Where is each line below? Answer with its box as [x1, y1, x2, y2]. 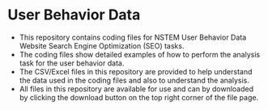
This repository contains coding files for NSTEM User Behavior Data [19, 32, 247, 42]
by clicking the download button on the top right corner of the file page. [19, 92, 259, 102]
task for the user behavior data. [19, 58, 125, 68]
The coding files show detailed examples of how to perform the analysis [19, 49, 261, 59]
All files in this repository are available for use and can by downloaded [19, 83, 254, 94]
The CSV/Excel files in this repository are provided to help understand [19, 66, 253, 76]
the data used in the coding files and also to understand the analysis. [19, 75, 250, 85]
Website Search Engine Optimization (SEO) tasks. [19, 40, 185, 50]
